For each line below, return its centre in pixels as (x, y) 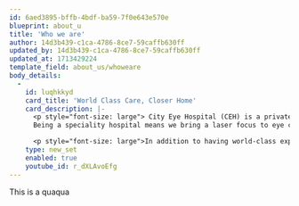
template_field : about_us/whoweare (75, 68)
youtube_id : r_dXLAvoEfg (71, 166)
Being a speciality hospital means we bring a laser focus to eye (158, 126)
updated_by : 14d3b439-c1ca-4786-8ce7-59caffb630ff (105, 51)
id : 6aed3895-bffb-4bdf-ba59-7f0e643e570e (89, 17)
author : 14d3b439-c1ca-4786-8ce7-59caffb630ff (97, 42)
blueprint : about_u (45, 26)
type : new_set (51, 150)
